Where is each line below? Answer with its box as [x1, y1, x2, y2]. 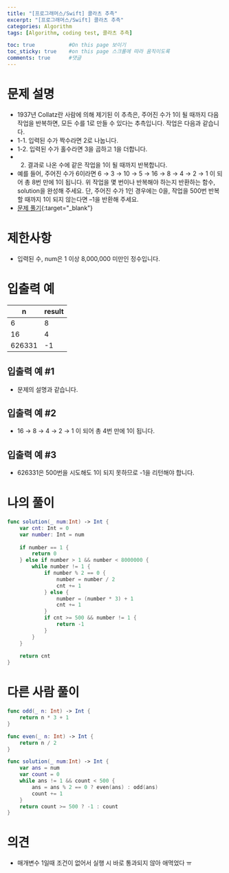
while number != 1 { [32, 563, 91, 570]
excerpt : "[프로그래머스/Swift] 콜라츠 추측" [7, 17, 124, 23]
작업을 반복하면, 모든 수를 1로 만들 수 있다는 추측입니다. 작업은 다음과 [17, 118, 201, 127]
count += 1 [32, 790, 63, 797]
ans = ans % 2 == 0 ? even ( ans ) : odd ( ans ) [32, 783, 159, 790]
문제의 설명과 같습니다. [17, 385, 78, 393]
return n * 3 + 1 [19, 714, 69, 721]
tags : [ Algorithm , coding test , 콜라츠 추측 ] [7, 29, 133, 36]
